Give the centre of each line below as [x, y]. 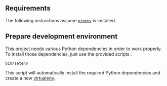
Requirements [28, 8]
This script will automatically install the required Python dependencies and [83, 72]
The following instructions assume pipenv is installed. [61, 20]
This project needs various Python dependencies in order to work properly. [83, 49]
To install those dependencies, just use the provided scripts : [69, 54]
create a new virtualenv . [30, 78]
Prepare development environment [61, 37]
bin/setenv [17, 63]
